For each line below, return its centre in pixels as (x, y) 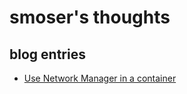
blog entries (47, 54)
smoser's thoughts (90, 17)
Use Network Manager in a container (100, 78)
